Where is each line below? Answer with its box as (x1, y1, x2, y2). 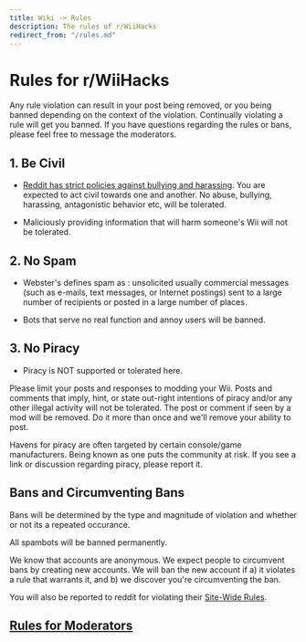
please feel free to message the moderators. (9, 129, 177, 140)
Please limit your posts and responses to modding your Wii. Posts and (9, 383, 272, 394)
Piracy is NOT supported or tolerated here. (22, 364, 184, 375)
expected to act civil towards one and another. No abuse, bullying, (22, 189, 272, 201)
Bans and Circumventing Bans (9, 485, 185, 500)
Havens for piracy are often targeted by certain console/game (9, 439, 242, 450)
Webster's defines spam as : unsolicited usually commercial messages (22, 277, 290, 288)
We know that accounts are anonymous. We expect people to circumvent (9, 554, 285, 565)
